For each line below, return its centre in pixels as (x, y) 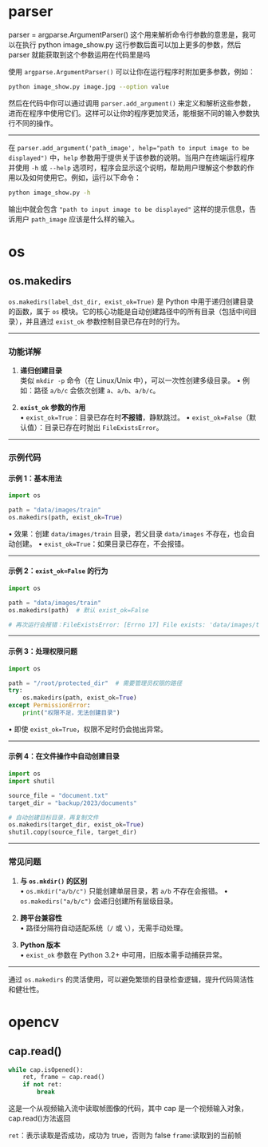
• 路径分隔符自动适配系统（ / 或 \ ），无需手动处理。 (103, 928)
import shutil (32, 781)
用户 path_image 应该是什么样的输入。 (77, 219)
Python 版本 (40, 945)
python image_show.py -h (49, 193)
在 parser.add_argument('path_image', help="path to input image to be (129, 147)
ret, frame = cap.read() (64, 1077)
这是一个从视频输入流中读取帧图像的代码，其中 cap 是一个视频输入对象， (128, 1109)
